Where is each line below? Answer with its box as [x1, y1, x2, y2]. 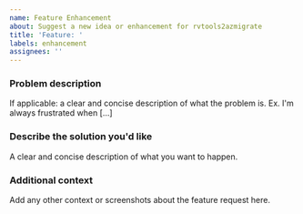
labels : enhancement [9, 38, 88, 48]
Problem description [9, 77, 102, 90]
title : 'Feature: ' [9, 30, 84, 39]
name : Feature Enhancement [9, 13, 112, 23]
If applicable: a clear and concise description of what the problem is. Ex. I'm [9, 97, 294, 109]
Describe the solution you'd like [9, 130, 153, 143]
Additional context [9, 174, 94, 187]
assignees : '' [9, 47, 64, 56]
